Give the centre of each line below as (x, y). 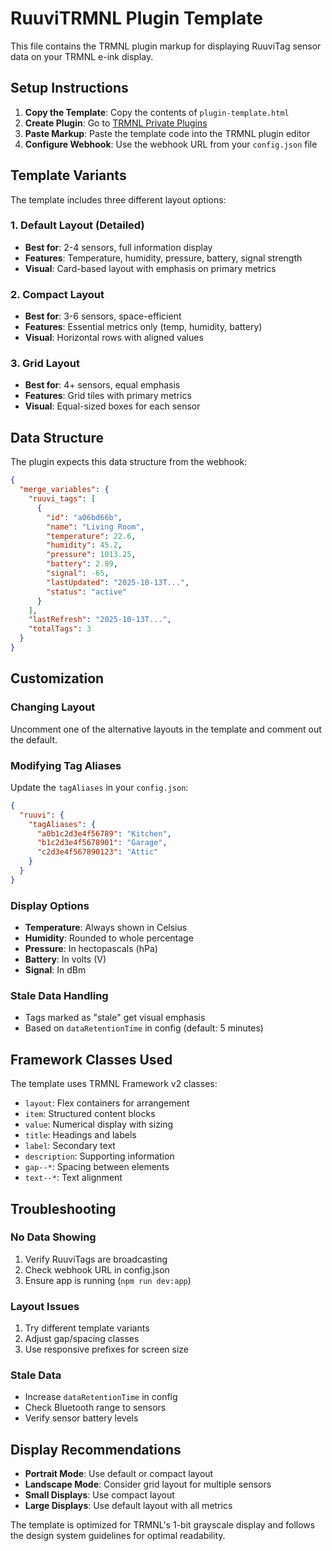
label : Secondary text (70, 1146)
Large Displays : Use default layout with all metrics (128, 1506)
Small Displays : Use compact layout (99, 1495)
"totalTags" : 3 (60, 629)
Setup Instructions (69, 88)
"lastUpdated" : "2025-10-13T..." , (118, 582)
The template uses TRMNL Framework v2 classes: (114, 1084)
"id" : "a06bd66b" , (84, 517)
